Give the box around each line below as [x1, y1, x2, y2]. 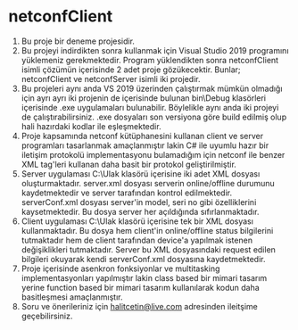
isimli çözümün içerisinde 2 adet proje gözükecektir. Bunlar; [21, 64, 242, 75]
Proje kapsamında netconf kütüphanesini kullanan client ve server [21, 130, 264, 141]
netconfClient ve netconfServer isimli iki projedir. [21, 73, 201, 84]
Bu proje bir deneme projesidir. [21, 36, 136, 46]
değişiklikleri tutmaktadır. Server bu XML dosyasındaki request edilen [21, 243, 276, 255]
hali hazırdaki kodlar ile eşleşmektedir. [21, 120, 161, 131]
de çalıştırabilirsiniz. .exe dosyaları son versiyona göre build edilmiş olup [21, 111, 287, 122]
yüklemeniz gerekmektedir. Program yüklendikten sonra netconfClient [21, 54, 278, 65]
